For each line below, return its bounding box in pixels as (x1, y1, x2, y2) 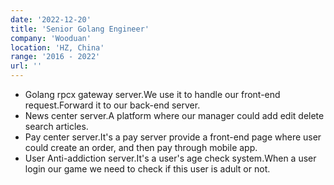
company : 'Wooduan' (10, 33, 92, 43)
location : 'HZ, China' (10, 42, 105, 53)
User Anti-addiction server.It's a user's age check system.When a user (24, 152, 317, 164)
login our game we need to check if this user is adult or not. (24, 163, 271, 175)
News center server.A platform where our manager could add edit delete (24, 110, 325, 121)
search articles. (24, 121, 89, 132)
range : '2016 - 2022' (10, 52, 101, 62)
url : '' (10, 61, 43, 71)
